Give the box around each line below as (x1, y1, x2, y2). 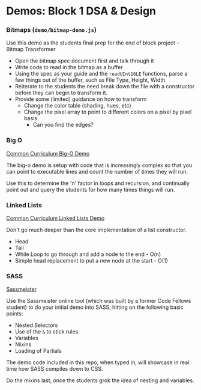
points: (6, 310, 23, 317)
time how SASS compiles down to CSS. (6, 365, 103, 373)
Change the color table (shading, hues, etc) (23, 102, 131, 109)
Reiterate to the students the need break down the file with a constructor (14, 83, 195, 90)
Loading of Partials (14, 347, 62, 355)
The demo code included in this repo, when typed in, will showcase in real (6, 359, 190, 366)
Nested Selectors (14, 321, 58, 329)
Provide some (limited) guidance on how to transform (14, 96, 147, 103)
